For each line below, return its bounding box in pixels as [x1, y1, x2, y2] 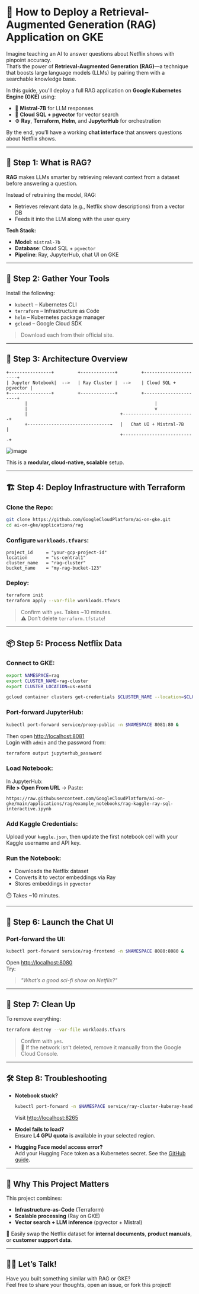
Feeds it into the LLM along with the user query [14, 215, 130, 222]
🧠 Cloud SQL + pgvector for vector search [14, 111, 119, 118]
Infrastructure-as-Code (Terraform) [14, 1206, 104, 1213]
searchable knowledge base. [6, 75, 77, 82]
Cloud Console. [20, 1050, 59, 1057]
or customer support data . [6, 1237, 72, 1244]
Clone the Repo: [6, 503, 53, 512]
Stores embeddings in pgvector [14, 880, 91, 887]
